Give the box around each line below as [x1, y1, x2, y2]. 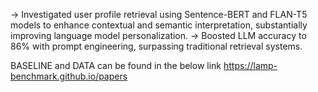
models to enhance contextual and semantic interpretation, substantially [10, 19, 308, 31]
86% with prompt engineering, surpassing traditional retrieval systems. [10, 40, 303, 52]
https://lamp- [223, 60, 278, 71]
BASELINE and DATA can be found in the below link [10, 60, 222, 71]
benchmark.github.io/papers [10, 70, 128, 82]
